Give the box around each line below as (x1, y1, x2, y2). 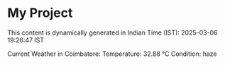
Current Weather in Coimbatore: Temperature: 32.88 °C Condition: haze (7, 49, 218, 58)
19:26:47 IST (7, 35, 45, 44)
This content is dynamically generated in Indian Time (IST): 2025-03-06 (7, 28, 218, 37)
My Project (7, 5, 73, 21)
